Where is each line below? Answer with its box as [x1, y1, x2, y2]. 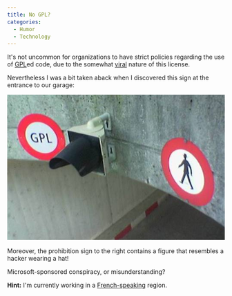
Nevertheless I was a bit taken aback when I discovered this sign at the [7, 73, 209, 82]
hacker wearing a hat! [7, 255, 69, 263]
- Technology [13, 33, 51, 40]
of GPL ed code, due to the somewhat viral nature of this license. [7, 60, 191, 68]
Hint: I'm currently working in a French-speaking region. [7, 281, 168, 290]
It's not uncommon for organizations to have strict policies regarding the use [7, 53, 225, 62]
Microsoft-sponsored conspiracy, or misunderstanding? [7, 268, 166, 276]
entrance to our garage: [7, 81, 75, 89]
